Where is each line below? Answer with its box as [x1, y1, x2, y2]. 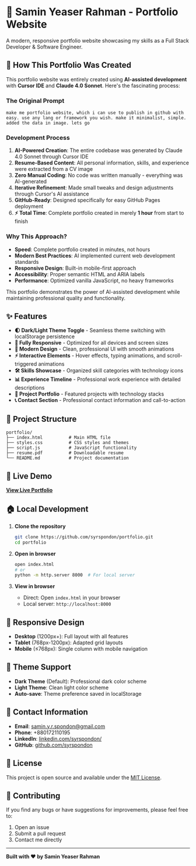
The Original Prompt [6, 97, 65, 105]
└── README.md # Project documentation [6, 455, 129, 461]
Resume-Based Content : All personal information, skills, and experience [14, 159, 190, 166]
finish [14, 218, 28, 225]
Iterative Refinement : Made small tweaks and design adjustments [14, 184, 174, 191]
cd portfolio [14, 539, 47, 545]
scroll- [167, 352, 183, 359]
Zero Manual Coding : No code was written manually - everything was [14, 172, 183, 179]
